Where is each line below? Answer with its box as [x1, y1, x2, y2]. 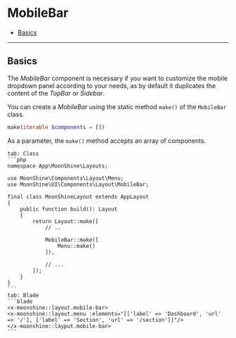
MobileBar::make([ [44, 236, 99, 244]
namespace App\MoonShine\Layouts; [7, 162, 109, 170]
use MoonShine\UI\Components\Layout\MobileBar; [7, 181, 150, 188]
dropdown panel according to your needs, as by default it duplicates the [7, 81, 216, 89]
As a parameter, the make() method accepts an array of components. [7, 136, 206, 145]
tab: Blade [7, 292, 39, 299]
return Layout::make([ [32, 218, 99, 225]
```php [7, 156, 27, 163]
